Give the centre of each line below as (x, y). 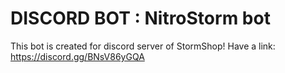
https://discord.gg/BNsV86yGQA (77, 56)
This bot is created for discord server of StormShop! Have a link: (143, 46)
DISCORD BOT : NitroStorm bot (140, 18)
